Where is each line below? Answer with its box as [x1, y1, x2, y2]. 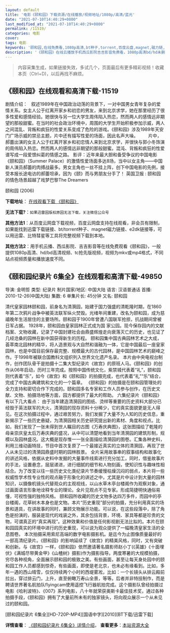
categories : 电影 [5, 31, 40, 36]
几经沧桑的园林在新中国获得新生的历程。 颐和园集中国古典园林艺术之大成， [5, 335, 162, 341]
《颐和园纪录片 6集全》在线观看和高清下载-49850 [5, 272, 163, 281]
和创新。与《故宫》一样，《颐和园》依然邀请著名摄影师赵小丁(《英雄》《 [5, 544, 151, 550]
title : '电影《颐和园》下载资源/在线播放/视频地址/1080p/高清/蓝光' [5, 12, 135, 17]
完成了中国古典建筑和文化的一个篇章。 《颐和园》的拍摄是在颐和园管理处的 [5, 380, 162, 386]
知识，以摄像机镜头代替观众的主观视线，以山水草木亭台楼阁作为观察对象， [5, 481, 160, 487]
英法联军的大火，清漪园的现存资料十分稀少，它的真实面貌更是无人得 [18, 405, 160, 411]
